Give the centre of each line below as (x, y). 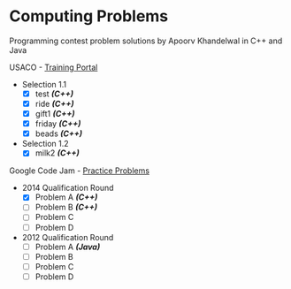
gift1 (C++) (55, 114)
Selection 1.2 (45, 144)
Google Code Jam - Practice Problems (80, 171)
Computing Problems (89, 16)
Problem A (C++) (66, 197)
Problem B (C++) (66, 207)
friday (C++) (58, 124)
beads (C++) (59, 133)
